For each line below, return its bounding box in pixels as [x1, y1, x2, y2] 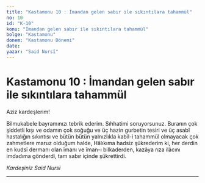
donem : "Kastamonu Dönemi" [6, 37, 75, 43]
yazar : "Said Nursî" [6, 49, 59, 55]
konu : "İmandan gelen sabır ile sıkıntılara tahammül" [6, 26, 149, 32]
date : [6, 43, 20, 49]
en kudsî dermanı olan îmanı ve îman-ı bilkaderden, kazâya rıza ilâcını [6, 146, 181, 153]
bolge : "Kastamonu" [6, 32, 56, 38]
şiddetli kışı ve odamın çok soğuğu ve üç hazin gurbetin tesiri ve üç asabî [6, 126, 190, 134]
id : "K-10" [6, 20, 34, 26]
